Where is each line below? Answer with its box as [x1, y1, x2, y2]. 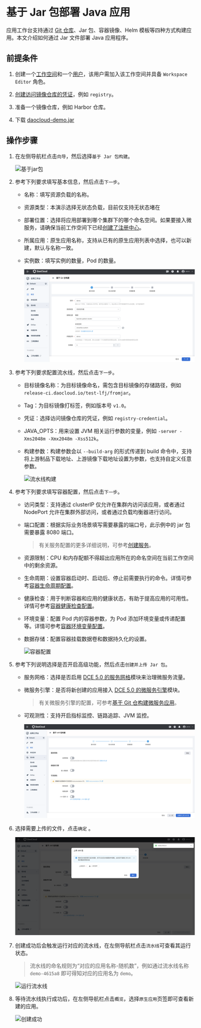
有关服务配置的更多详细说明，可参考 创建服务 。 [38, 542, 154, 549]
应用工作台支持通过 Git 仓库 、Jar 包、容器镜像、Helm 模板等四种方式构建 [6, 26, 187, 34]
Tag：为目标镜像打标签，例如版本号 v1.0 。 [23, 402, 130, 409]
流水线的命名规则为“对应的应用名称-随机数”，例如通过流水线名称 [29, 962, 190, 970]
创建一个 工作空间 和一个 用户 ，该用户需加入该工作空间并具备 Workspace [14, 70, 188, 77]
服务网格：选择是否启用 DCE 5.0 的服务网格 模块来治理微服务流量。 [23, 674, 188, 681]
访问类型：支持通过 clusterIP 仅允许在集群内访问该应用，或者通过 [23, 501, 185, 508]
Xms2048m [23, 436, 46, 442]
